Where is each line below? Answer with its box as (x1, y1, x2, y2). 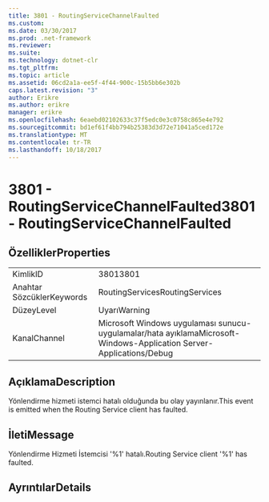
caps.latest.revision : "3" (8, 86, 98, 94)
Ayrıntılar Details (8, 481, 92, 495)
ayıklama (165, 327, 199, 339)
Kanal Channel (12, 333, 66, 344)
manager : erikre (8, 109, 62, 117)
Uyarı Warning (98, 305, 151, 316)
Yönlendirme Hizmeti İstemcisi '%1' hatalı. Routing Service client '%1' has (8, 449, 248, 459)
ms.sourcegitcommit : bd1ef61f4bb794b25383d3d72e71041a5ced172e (8, 123, 224, 131)
